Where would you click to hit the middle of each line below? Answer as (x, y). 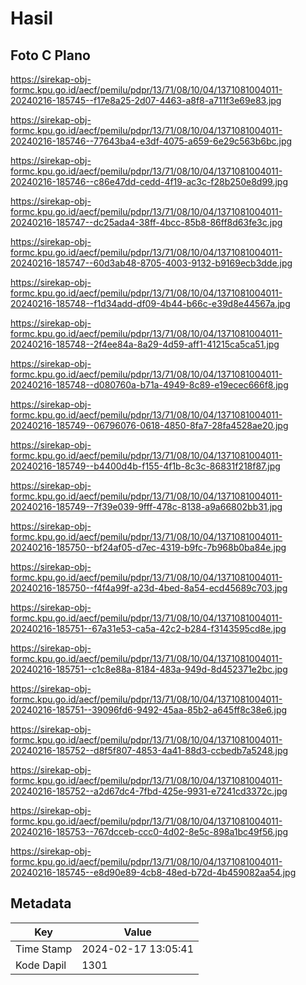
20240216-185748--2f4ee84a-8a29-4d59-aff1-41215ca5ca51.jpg (145, 344)
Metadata (41, 903)
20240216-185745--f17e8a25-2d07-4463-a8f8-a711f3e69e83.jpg (146, 100)
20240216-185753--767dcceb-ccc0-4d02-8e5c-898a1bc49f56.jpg (149, 831)
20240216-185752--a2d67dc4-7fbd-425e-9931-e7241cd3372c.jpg (149, 791)
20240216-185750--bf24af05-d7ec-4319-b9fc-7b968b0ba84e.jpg (148, 547)
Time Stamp (44, 949)
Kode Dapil (41, 965)
